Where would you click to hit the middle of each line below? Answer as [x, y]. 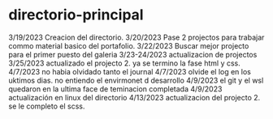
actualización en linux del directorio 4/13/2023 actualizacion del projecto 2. [134, 97]
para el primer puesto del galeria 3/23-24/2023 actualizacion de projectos [133, 54]
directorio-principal [76, 15]
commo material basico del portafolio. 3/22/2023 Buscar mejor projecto [129, 45]
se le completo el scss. [47, 106]
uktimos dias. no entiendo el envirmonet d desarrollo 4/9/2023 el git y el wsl [136, 80]
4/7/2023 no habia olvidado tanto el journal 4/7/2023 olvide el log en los [130, 71]
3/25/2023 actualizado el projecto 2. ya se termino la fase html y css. [125, 63]
